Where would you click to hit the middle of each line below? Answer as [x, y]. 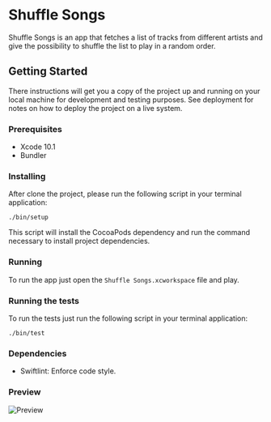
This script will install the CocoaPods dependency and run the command [129, 232]
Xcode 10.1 [38, 147]
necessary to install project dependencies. [79, 241]
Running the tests [44, 301]
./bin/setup [28, 217]
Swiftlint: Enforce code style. [68, 371]
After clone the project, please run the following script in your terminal [125, 194]
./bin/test [27, 333]
